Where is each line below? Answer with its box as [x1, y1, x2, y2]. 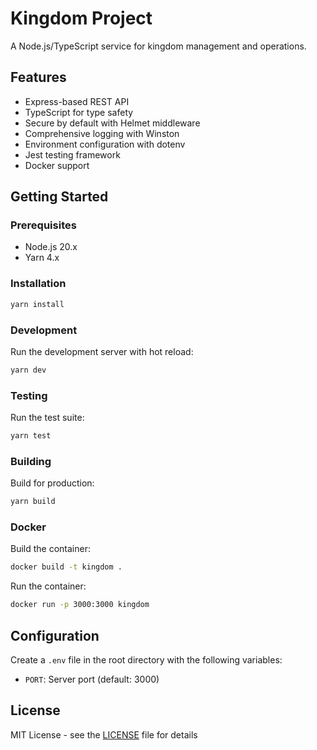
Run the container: [10, 580, 87, 592]
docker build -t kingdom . [10, 562, 123, 572]
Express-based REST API [24, 95, 130, 107]
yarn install [10, 299, 65, 309]
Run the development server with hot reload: [10, 345, 194, 357]
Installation [10, 277, 67, 291]
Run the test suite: [10, 412, 85, 424]
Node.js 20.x [24, 241, 78, 253]
